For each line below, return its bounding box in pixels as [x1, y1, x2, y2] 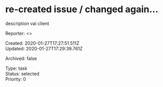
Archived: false [5, 55, 37, 62]
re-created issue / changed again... [5, 4, 158, 15]
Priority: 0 [5, 76, 27, 82]
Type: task [5, 65, 28, 71]
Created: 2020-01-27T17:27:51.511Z [5, 40, 80, 46]
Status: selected [5, 70, 39, 77]
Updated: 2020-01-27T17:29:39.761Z [5, 45, 83, 51]
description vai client [5, 20, 50, 26]
